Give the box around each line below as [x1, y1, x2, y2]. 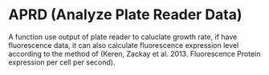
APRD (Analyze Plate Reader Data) [8, 6, 243, 24]
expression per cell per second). [8, 57, 116, 67]
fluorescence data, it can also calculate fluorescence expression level [8, 40, 239, 49]
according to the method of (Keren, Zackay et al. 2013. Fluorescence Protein [8, 49, 261, 58]
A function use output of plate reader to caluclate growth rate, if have [8, 32, 238, 41]
